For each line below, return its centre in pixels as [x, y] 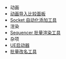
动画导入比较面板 [28, 14]
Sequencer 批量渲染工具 [35, 33]
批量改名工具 [23, 51]
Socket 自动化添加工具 [33, 20]
